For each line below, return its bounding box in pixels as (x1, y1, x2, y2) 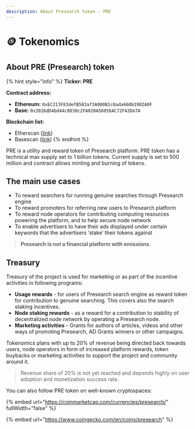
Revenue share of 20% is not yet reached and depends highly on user (20, 370, 190, 377)
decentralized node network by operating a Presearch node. (14, 316, 160, 323)
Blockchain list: (6, 118, 45, 125)
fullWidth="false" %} (6, 405, 57, 412)
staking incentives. (14, 303, 60, 311)
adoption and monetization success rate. (20, 376, 119, 383)
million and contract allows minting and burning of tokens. (6, 159, 146, 166)
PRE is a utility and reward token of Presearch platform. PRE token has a (6, 147, 180, 154)
